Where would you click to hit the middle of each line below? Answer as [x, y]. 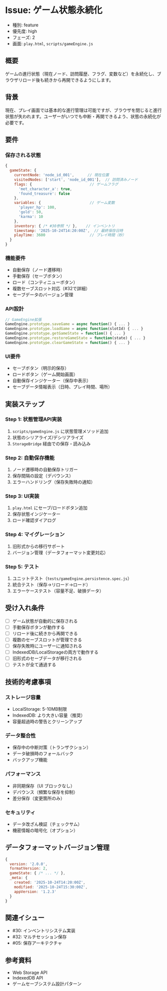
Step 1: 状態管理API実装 [34, 420]
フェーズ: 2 [24, 37]
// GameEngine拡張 [23, 320]
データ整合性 [21, 736]
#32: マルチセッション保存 [40, 937]
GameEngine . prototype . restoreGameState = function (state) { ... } [75, 338]
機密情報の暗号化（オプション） [45, 830]
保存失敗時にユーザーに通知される [47, 646]
